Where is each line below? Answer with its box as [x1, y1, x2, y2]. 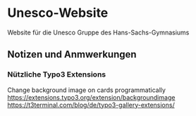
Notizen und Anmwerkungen [7, 49, 137, 60]
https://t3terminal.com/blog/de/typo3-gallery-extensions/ [7, 101, 175, 109]
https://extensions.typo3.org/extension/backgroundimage [7, 93, 176, 101]
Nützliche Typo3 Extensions [7, 70, 106, 79]
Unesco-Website [7, 5, 109, 21]
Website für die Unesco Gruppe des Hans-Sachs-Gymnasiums [7, 28, 190, 37]
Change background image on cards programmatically [7, 86, 166, 94]
